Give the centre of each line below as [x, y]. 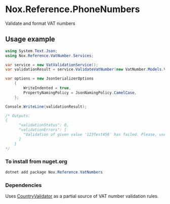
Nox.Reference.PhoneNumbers [73, 9]
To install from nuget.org [36, 161]
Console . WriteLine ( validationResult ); [46, 107]
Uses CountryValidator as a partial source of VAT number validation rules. [82, 196]
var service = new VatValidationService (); [52, 65]
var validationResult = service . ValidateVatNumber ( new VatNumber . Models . [85, 69]
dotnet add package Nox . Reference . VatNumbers [54, 172]
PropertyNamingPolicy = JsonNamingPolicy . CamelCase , [80, 93]
